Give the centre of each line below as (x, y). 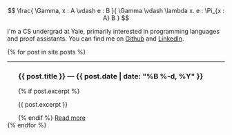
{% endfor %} (27, 125)
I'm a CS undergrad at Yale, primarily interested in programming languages (113, 31)
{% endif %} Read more (52, 118)
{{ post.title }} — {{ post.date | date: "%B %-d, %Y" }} (111, 76)
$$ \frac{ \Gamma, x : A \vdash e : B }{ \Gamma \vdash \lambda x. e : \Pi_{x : (116, 11)
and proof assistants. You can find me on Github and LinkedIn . (96, 39)
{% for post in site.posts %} (47, 52)
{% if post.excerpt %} (49, 91)
